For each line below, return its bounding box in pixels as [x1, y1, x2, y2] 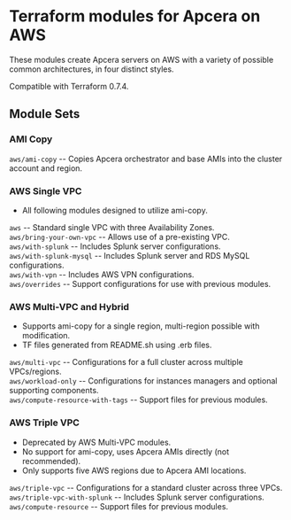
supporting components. [9, 385, 99, 396]
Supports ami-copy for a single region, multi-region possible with [21, 321, 260, 331]
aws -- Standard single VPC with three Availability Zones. [9, 221, 215, 232]
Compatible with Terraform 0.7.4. [9, 81, 129, 91]
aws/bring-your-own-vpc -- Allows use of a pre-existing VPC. [9, 231, 230, 242]
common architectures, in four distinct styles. [9, 64, 174, 74]
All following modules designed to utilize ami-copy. [21, 205, 208, 215]
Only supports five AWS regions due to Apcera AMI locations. [21, 465, 247, 476]
